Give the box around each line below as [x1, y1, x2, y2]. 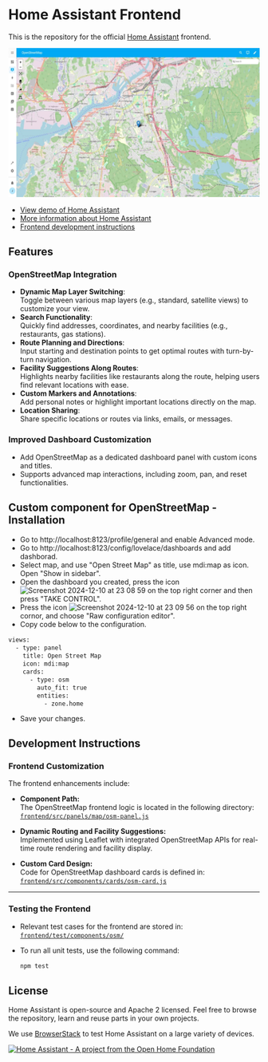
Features [8, 245, 53, 259]
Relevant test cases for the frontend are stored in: [19, 922, 183, 931]
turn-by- [226, 346, 254, 356]
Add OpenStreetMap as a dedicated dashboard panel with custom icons [19, 452, 258, 462]
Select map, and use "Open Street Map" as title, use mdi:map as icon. [19, 560, 250, 570]
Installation [8, 513, 65, 527]
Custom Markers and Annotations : [19, 389, 137, 398]
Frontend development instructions [19, 222, 136, 231]
